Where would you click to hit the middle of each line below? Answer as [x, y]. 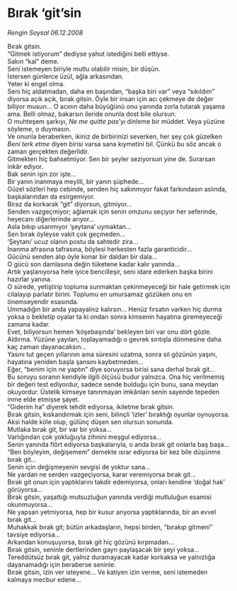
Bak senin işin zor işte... [42, 174]
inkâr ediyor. [25, 166]
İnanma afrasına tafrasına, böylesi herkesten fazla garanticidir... [100, 249]
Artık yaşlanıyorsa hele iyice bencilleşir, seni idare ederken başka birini [110, 271]
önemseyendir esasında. [43, 301]
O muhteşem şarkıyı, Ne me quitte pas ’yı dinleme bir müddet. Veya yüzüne [116, 121]
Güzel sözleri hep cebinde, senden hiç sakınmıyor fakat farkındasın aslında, [117, 189]
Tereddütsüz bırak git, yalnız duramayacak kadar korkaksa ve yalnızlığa [111, 557]
